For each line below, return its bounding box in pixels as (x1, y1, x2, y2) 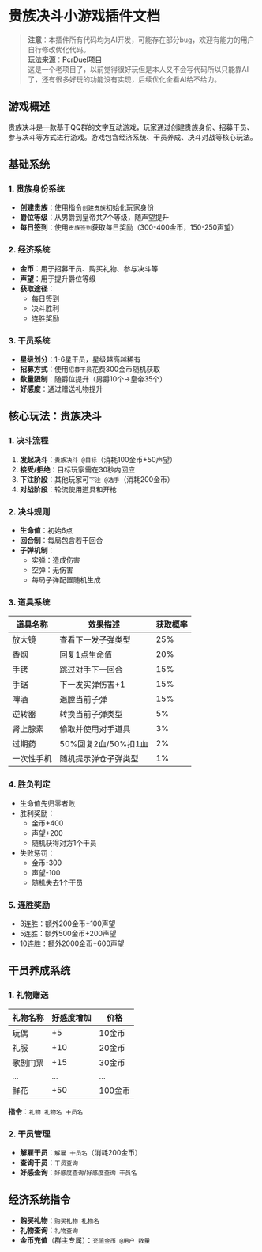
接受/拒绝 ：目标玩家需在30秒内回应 (19, 465, 136, 474)
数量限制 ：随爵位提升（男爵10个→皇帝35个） (19, 374, 167, 384)
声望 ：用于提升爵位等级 (19, 274, 96, 283)
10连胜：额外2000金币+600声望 (19, 939, 125, 948)
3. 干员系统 (8, 335, 51, 346)
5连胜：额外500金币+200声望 (19, 928, 117, 938)
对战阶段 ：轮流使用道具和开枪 (19, 484, 117, 494)
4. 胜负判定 (8, 779, 51, 790)
